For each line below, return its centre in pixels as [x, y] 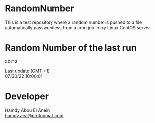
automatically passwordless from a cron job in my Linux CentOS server [77, 27]
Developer [27, 96]
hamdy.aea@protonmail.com [34, 115]
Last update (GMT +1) [27, 71]
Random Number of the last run [71, 48]
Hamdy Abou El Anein [27, 110]
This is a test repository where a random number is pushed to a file [74, 22]
